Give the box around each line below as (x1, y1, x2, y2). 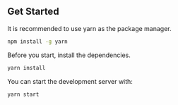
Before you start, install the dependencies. (7, 51, 131, 59)
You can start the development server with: (7, 77, 133, 85)
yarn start (7, 91, 40, 98)
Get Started (7, 6, 59, 18)
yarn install (7, 64, 46, 71)
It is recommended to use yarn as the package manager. (7, 24, 172, 32)
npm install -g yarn (7, 38, 69, 45)
